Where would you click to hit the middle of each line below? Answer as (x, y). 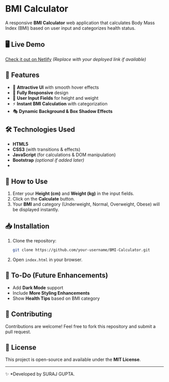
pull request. (18, 332)
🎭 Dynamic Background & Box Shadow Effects (63, 111)
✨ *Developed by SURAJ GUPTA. (40, 374)
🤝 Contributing (29, 314)
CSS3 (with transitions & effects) (46, 150)
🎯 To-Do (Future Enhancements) (57, 275)
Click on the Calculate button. (44, 199)
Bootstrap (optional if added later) (48, 160)
